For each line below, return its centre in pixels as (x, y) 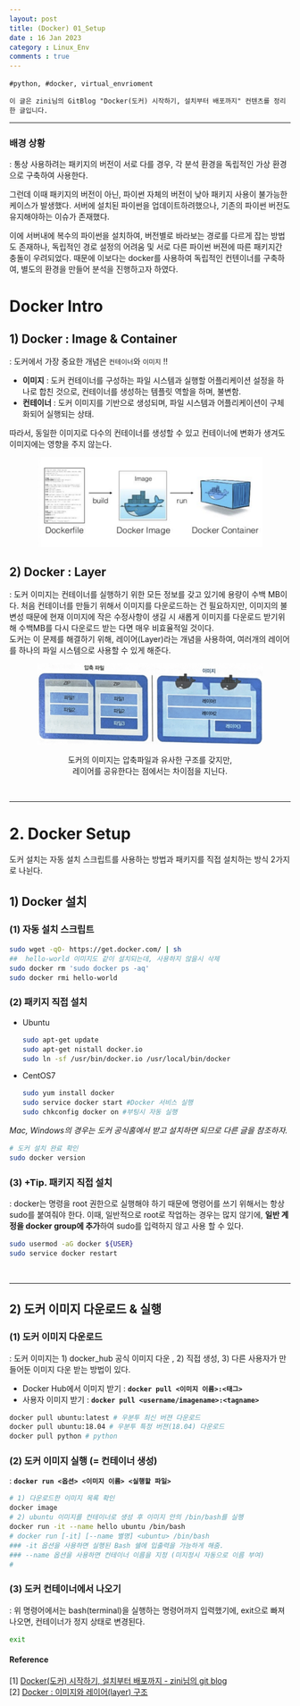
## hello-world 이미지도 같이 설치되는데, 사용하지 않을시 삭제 (115, 959)
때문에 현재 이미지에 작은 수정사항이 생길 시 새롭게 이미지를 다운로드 (143, 617)
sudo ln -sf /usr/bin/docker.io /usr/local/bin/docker (126, 1059)
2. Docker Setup (70, 834)
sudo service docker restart (63, 1253)
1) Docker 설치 (48, 902)
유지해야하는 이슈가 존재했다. (59, 217)
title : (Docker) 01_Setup (57, 28)
